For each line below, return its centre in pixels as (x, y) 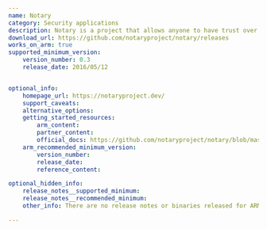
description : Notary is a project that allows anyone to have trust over (133, 30)
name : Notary (30, 15)
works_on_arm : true (41, 45)
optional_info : (33, 88)
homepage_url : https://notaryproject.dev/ (94, 96)
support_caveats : (51, 103)
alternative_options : (58, 111)
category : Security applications (64, 23)
